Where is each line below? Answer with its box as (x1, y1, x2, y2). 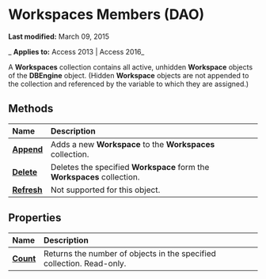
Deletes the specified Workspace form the (50, 161, 210, 172)
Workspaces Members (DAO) (8, 6, 205, 24)
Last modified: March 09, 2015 (8, 32, 109, 41)
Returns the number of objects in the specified (43, 247, 216, 258)
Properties (8, 211, 62, 224)
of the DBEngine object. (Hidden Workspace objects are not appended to (8, 70, 249, 80)
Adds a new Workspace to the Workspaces (50, 138, 215, 149)
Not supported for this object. (50, 184, 161, 195)
